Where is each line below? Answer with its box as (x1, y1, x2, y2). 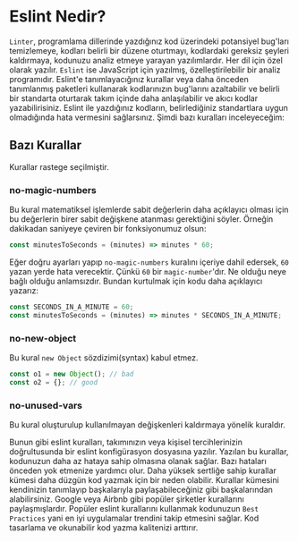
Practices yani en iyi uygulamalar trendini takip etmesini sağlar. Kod (9, 512, 260, 524)
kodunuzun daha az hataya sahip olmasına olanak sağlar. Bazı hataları (9, 456, 267, 467)
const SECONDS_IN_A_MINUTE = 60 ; (9, 302, 134, 311)
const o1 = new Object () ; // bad (9, 369, 134, 378)
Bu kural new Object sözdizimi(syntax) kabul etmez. (9, 351, 199, 363)
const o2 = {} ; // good (9, 377, 98, 386)
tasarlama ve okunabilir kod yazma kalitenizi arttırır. (9, 522, 199, 533)
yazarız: (9, 284, 38, 296)
